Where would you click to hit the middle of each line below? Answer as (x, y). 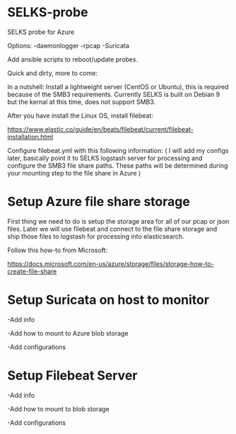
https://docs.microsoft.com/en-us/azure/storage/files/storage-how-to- (111, 263)
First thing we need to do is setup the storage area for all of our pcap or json (118, 221)
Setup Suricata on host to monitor (108, 300)
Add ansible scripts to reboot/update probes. (73, 59)
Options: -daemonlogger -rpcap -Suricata (68, 45)
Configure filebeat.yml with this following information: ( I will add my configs (118, 150)
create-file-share (32, 271)
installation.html (30, 137)
